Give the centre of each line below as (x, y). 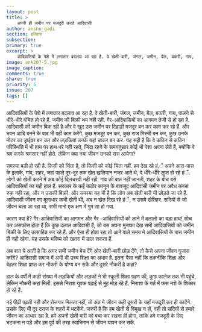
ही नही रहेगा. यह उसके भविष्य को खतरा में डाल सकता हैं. (60, 239)
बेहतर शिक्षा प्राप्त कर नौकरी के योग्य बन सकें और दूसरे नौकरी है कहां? (72, 264)
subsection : (21, 40)
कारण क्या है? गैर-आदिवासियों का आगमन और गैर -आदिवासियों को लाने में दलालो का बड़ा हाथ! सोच (99, 218)
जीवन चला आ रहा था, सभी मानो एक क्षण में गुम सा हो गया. (60, 206)
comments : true (25, 74)
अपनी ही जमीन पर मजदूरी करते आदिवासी (55, 23)
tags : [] (17, 96)
